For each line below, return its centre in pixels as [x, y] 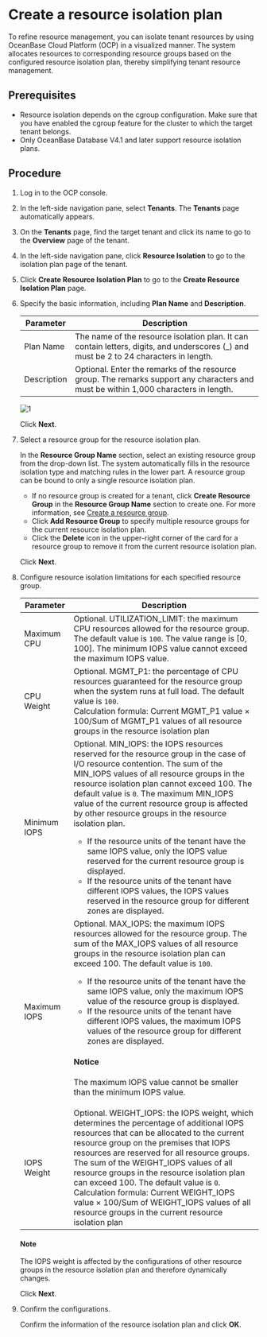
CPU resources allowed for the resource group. [161, 628]
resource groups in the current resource [148, 1212]
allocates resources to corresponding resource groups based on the [120, 53]
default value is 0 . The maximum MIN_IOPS [154, 793]
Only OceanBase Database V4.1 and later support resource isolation [130, 140]
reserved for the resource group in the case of [160, 754]
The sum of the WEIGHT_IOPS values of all [153, 1163]
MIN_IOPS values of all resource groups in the [159, 773]
